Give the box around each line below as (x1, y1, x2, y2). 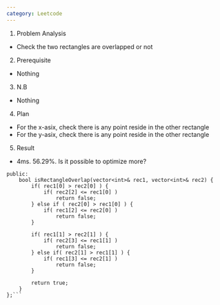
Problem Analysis (16, 29, 66, 37)
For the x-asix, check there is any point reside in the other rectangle (16, 122, 210, 131)
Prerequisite (16, 56, 51, 64)
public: (6, 170, 29, 177)
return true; (31, 279, 69, 286)
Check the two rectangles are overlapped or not (16, 42, 153, 50)
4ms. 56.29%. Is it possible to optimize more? (16, 157, 147, 165)
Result (16, 143, 35, 152)
